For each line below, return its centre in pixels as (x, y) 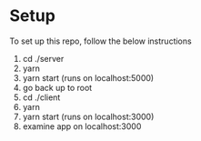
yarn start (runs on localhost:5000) (88, 77)
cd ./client (41, 97)
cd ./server (43, 58)
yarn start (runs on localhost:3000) (88, 116)
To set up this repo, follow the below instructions (101, 41)
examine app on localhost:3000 (82, 126)
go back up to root (57, 87)
